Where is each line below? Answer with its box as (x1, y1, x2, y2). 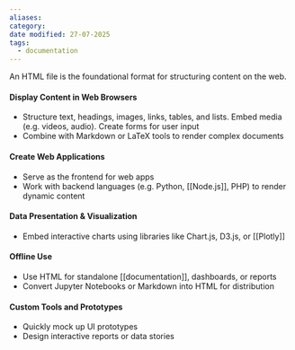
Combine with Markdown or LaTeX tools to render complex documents (22, 131, 284, 142)
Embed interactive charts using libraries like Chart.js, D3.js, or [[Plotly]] (22, 231, 286, 241)
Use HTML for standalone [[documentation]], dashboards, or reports (22, 271, 277, 282)
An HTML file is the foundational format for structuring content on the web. (9, 71, 287, 82)
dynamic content (22, 190, 85, 201)
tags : (9, 38, 30, 48)
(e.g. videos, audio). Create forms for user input (22, 121, 200, 132)
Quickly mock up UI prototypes (22, 321, 138, 332)
